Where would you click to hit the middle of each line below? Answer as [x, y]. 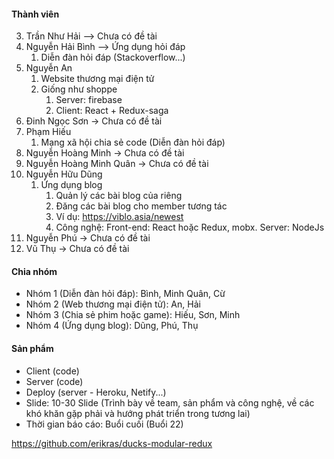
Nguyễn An [49, 68]
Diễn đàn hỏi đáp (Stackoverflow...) [113, 57]
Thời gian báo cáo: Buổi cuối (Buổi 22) [104, 424]
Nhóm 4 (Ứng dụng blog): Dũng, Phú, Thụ [112, 326]
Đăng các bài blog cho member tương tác [141, 206]
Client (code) [52, 371]
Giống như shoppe [79, 89]
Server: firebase [89, 100]
